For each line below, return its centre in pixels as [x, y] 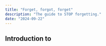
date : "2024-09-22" [25, 19]
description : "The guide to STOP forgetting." [53, 14]
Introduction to [28, 38]
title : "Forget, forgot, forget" [39, 10]
